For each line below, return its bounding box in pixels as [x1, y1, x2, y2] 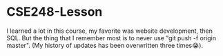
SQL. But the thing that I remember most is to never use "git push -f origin [6, 33, 217, 42]
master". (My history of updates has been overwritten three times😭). [6, 41, 204, 49]
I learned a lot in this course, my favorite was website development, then [6, 27, 213, 35]
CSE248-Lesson [6, 4, 103, 20]
